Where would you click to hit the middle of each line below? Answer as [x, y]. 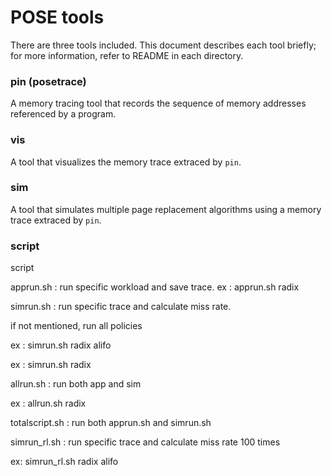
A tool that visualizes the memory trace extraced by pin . [126, 162]
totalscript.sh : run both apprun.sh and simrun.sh [111, 423]
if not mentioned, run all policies [76, 326]
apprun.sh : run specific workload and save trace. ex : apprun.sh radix [155, 287]
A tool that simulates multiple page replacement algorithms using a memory [166, 209]
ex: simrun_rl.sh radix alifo [64, 462]
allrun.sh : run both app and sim [76, 384]
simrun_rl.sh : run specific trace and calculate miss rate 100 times [145, 442]
